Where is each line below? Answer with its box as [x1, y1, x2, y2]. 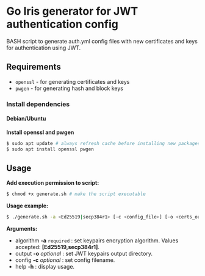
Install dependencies [6, 100, 70, 108]
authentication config [6, 17, 119, 31]
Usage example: [6, 202, 49, 209]
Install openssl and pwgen [6, 129, 74, 136]
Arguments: [6, 225, 38, 233]
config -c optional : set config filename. [15, 256, 115, 264]
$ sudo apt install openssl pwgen [6, 146, 95, 152]
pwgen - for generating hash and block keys [15, 84, 124, 92]
